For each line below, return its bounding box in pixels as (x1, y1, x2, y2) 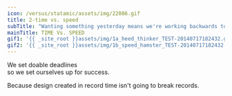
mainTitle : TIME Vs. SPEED (7, 29, 85, 36)
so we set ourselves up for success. (7, 68, 110, 76)
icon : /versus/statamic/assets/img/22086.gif (7, 10, 140, 17)
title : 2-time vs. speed (7, 16, 79, 23)
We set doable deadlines (7, 61, 78, 69)
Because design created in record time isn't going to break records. (7, 82, 200, 89)
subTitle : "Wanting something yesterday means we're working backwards (7, 23, 217, 29)
